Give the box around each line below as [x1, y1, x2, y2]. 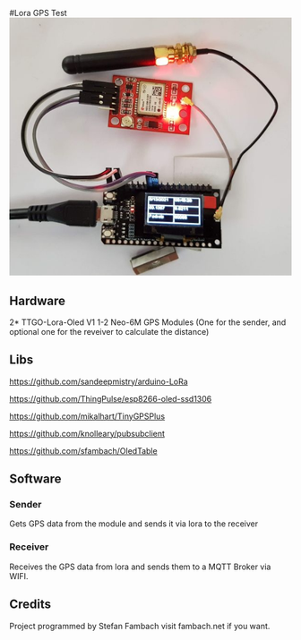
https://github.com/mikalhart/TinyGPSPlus [9, 411, 166, 422]
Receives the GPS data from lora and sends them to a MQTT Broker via [9, 561, 271, 572]
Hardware [9, 293, 65, 308]
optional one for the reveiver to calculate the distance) [9, 326, 210, 337]
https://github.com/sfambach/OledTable [9, 445, 159, 456]
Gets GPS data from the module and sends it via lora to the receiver [9, 518, 259, 529]
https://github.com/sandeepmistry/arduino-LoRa [9, 376, 188, 387]
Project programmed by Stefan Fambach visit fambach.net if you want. [9, 620, 271, 631]
